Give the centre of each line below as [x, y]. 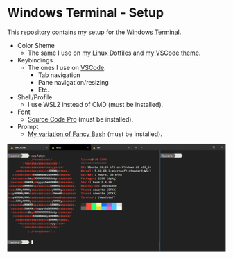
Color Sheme [36, 45]
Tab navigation [59, 75]
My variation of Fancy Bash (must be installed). [95, 134]
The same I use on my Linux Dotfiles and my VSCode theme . [114, 53]
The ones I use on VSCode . [67, 67]
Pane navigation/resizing [73, 82]
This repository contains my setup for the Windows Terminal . [94, 32]
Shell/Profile [35, 97]
